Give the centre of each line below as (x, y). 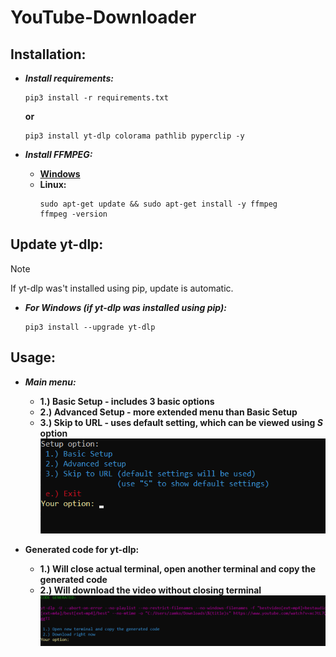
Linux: (53, 184)
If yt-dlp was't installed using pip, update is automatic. (122, 288)
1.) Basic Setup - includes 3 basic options (127, 401)
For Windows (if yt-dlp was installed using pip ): (125, 307)
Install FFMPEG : (58, 154)
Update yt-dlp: (57, 244)
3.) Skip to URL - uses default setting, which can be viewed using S (181, 422)
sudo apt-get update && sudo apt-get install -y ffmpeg (158, 204)
